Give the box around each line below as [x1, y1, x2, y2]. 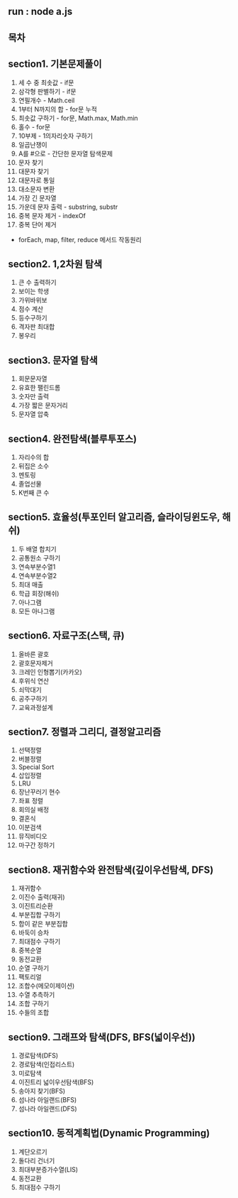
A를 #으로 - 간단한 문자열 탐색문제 [18, 149, 113, 158]
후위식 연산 [18, 676, 50, 685]
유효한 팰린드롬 [18, 383, 61, 392]
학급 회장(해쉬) [18, 589, 59, 597]
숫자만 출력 [18, 392, 50, 401]
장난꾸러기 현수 [18, 788, 61, 796]
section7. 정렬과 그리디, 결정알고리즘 [8, 726, 161, 738]
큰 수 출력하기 [18, 278, 57, 287]
